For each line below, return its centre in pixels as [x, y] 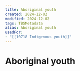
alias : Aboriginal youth [31, 28]
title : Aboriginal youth [31, 10]
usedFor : [14, 32]
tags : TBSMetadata [24, 23]
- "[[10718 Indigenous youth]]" [38, 37]
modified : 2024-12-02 [27, 19]
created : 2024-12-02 [26, 14]
